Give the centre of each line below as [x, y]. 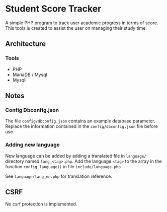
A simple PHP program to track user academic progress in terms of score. [82, 23]
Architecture [26, 44]
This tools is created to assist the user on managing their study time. [76, 28]
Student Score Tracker [53, 9]
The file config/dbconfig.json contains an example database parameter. [80, 121]
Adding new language [32, 145]
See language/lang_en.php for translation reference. [59, 176]
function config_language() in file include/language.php [63, 166]
